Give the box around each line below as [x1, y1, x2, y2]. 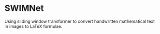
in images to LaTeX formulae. [4, 23, 62, 29]
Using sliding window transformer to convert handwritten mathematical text [4, 18, 155, 24]
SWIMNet [4, 3, 44, 14]
